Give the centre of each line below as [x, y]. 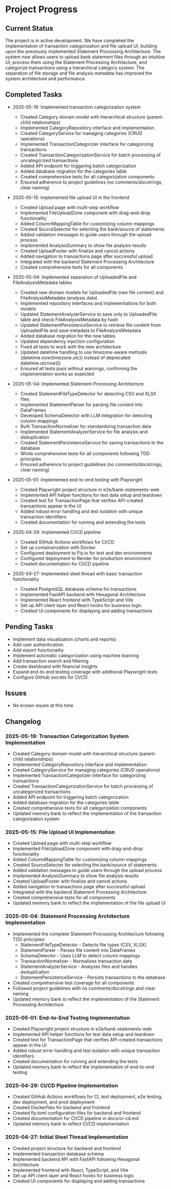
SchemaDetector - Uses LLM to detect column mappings [80, 955]
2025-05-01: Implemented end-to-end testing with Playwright [78, 480]
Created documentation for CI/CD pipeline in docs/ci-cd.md [76, 1118]
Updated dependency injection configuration [67, 341]
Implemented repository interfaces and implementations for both [88, 303]
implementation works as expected [57, 374]
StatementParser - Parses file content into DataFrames [78, 950]
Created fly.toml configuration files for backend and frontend [77, 1113]
